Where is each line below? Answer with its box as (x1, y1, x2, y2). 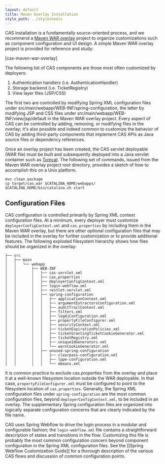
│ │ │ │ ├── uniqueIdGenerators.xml (5, 340, 107, 345)
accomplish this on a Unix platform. (5, 167, 77, 173)
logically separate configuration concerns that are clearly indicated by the (5, 407, 155, 413)
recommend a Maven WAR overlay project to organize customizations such (5, 35, 158, 41)
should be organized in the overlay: (5, 243, 77, 250)
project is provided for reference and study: (5, 46, 94, 52)
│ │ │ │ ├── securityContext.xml (5, 323, 100, 327)
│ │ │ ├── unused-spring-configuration (5, 348, 109, 354)
